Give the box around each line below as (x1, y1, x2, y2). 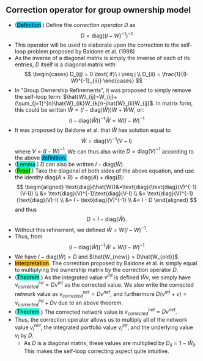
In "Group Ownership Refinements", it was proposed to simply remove (14, 87, 191, 94)
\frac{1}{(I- (161, 71, 189, 78)
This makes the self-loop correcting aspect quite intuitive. (23, 347, 169, 355)
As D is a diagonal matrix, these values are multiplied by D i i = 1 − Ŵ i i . (23, 340, 197, 349)
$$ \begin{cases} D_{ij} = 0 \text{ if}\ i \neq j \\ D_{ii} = (24, 71, 161, 78)
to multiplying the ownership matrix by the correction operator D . (14, 266, 179, 273)
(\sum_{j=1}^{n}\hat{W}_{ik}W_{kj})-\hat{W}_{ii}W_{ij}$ (14, 99, 153, 107)
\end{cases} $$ (103, 77, 143, 85)
